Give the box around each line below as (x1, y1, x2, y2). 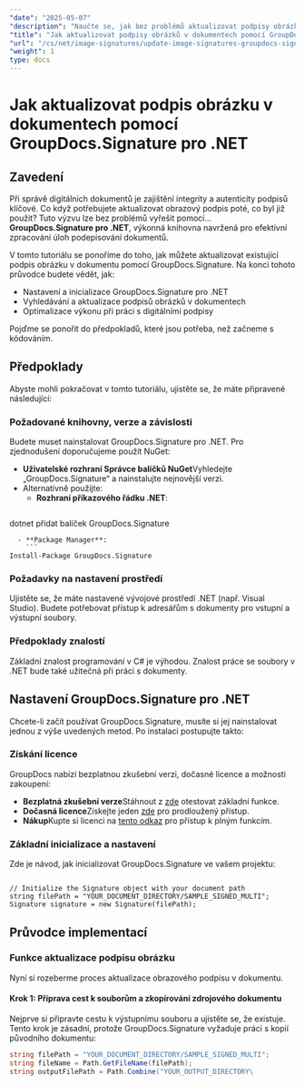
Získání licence (9, 748, 78, 761)
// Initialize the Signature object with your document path (9, 884, 246, 893)
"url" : (9, 38, 34, 48)
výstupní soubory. (9, 612, 77, 623)
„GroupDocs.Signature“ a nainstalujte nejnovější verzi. (22, 473, 224, 484)
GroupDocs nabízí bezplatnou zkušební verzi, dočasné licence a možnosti (9, 768, 286, 779)
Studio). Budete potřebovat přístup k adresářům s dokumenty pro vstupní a (9, 603, 290, 614)
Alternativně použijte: (22, 483, 103, 494)
